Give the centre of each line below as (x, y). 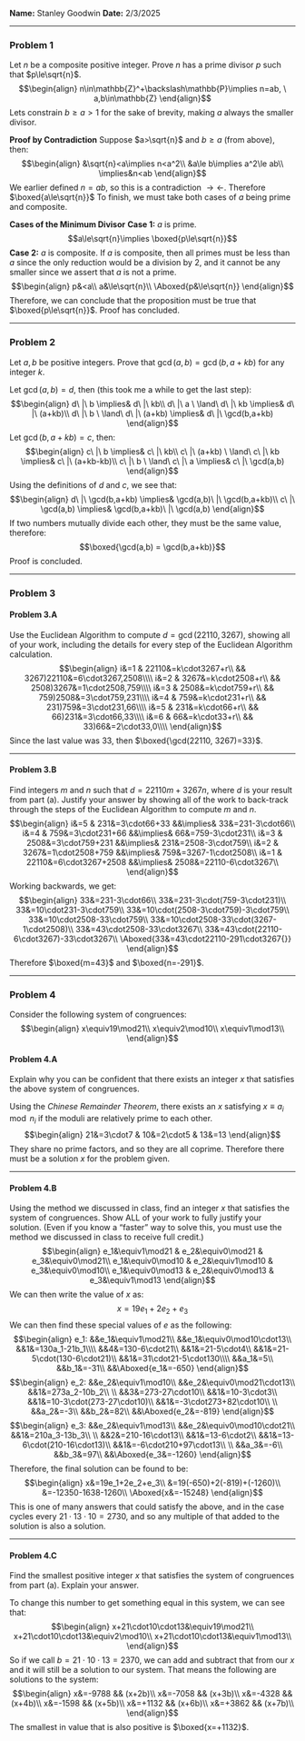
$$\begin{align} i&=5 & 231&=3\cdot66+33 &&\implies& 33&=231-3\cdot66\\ (152, 823)
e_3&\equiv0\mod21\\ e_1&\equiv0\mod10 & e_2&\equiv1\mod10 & (152, 1261)
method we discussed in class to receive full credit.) (107, 1237)
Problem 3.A (33, 615)
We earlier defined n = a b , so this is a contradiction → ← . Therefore (138, 188)
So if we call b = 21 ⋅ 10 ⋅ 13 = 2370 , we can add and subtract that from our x (152, 1660)
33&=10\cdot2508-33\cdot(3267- (213, 919)
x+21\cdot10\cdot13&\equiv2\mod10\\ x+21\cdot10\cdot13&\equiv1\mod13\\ (152, 1637)
